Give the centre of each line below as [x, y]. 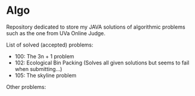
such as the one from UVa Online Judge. [56, 33]
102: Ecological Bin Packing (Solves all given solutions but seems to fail [102, 63]
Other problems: [26, 86]
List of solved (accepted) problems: [50, 45]
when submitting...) [38, 69]
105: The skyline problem [45, 75]
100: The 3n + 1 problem [44, 56]
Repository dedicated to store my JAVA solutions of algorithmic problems [96, 27]
